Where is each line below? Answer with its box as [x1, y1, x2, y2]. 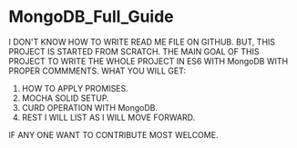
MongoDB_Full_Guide [8, 6, 174, 27]
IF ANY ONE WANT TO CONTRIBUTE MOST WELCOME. [8, 129, 219, 140]
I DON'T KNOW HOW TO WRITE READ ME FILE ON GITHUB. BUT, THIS [8, 36, 275, 47]
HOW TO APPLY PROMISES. [21, 83, 128, 94]
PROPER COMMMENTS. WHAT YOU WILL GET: [8, 65, 187, 76]
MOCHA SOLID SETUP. [21, 93, 110, 104]
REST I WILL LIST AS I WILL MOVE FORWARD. [21, 112, 196, 123]
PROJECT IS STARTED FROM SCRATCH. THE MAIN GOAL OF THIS [8, 45, 260, 56]
